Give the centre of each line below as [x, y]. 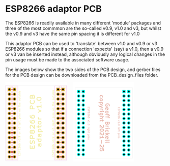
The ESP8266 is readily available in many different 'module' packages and [83, 23]
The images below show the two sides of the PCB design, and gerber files [83, 70]
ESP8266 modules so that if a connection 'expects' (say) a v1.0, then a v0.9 [84, 49]
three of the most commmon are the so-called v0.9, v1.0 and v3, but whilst [83, 28]
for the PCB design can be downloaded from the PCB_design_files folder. [82, 75]
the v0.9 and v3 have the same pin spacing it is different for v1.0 [73, 34]
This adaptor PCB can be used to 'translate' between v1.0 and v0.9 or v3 [81, 43]
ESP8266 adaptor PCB [53, 9]
